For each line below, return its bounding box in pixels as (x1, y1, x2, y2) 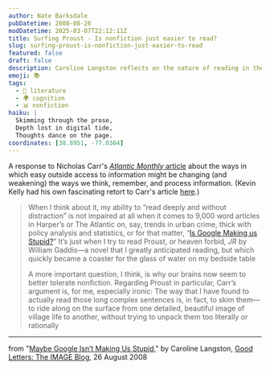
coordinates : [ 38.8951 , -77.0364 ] (8, 138, 125, 147)
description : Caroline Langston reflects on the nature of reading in (8, 64, 250, 72)
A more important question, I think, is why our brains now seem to (27, 269, 247, 278)
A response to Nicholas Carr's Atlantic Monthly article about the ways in (8, 161, 247, 171)
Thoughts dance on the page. (15, 131, 113, 139)
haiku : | (8, 109, 38, 117)
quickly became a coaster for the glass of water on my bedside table (27, 253, 256, 263)
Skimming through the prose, (15, 117, 113, 125)
